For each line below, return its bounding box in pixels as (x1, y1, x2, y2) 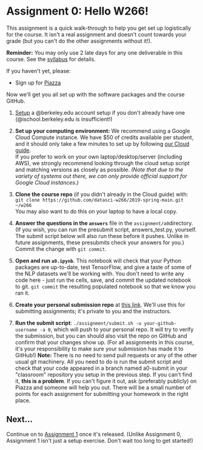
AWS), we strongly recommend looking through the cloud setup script (15, 159, 190, 166)
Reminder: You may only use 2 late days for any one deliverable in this (6, 49, 183, 56)
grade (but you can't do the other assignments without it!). (6, 37, 152, 44)
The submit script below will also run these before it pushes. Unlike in (15, 232, 189, 239)
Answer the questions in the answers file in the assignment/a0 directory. (15, 219, 193, 227)
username (15, 327, 38, 333)
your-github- (144, 320, 177, 326)
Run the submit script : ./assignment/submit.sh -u (15, 319, 142, 326)
